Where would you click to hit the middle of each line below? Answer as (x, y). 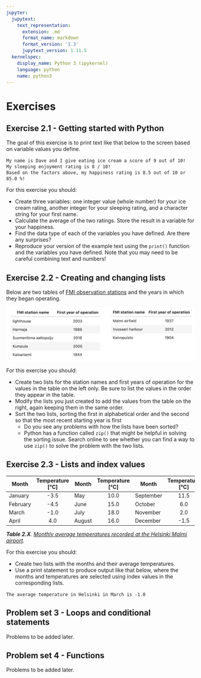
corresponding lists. (39, 583)
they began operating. (33, 299)
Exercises (31, 106)
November (148, 512)
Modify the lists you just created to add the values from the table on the (103, 401)
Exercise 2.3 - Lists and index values (76, 465)
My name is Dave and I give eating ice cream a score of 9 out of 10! (96, 161)
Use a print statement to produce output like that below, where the (96, 570)
